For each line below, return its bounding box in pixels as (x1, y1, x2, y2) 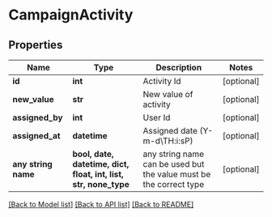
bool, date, (72, 148, 114, 160)
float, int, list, (72, 168, 124, 180)
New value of (142, 89, 193, 100)
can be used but (142, 159, 205, 169)
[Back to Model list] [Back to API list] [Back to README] (8, 200, 194, 209)
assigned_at (12, 130, 61, 141)
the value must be (142, 168, 211, 180)
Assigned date (142, 126, 198, 136)
